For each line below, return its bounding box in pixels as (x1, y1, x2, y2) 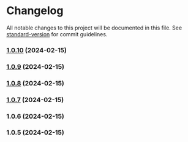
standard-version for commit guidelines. (6, 30, 108, 37)
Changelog (6, 4, 64, 18)
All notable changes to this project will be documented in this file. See (6, 24, 182, 31)
